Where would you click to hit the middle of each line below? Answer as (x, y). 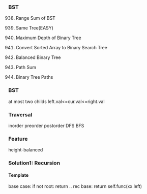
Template (19, 175)
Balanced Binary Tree (38, 57)
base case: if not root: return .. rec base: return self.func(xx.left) (75, 186)
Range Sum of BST (35, 18)
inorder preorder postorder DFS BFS (46, 125)
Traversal (20, 114)
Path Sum (26, 68)
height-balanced (26, 150)
